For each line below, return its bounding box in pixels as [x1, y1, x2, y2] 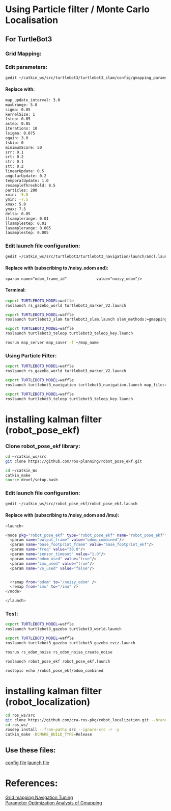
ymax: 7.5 [5, 206, 26, 212]
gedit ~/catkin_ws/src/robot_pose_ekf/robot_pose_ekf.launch [5, 501, 138, 506]
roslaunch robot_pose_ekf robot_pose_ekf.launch [5, 659, 110, 664]
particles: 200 [5, 188, 38, 193]
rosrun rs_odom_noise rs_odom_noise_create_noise [5, 649, 113, 655]
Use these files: [5, 746, 56, 755]
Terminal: [5, 287, 26, 293]
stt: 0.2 [5, 164, 24, 169]
